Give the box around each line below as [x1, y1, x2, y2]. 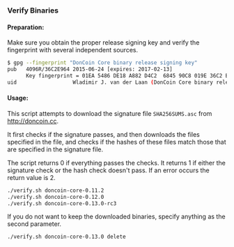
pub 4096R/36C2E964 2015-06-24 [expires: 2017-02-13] [7, 66, 173, 73]
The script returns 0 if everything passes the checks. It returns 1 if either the [7, 158, 226, 167]
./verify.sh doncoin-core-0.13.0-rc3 [7, 200, 117, 207]
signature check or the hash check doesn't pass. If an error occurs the [7, 166, 210, 174]
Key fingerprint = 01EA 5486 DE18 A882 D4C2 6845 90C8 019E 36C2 [25, 72, 223, 79]
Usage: [7, 93, 29, 103]
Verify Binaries [7, 6, 59, 15]
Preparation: [7, 23, 45, 31]
